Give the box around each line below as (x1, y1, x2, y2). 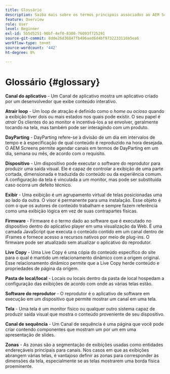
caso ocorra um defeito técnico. (5, 182, 72, 188)
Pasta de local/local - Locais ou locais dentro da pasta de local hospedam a (5, 275, 164, 282)
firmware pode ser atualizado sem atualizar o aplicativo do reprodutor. (5, 239, 152, 245)
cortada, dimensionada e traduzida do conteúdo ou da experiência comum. (5, 171, 162, 177)
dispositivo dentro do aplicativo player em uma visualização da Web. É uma (5, 223, 162, 229)
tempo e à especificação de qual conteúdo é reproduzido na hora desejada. (5, 140, 163, 146)
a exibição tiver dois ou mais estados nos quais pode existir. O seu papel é (5, 114, 161, 120)
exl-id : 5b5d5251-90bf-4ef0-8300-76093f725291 (5, 31, 105, 36)
